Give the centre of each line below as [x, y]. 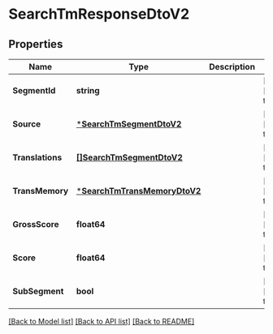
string [88, 90]
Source [27, 124]
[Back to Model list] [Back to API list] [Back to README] [102, 321]
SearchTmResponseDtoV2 [99, 14]
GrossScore [36, 224]
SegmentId [34, 90]
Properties [36, 44]
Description [232, 67]
